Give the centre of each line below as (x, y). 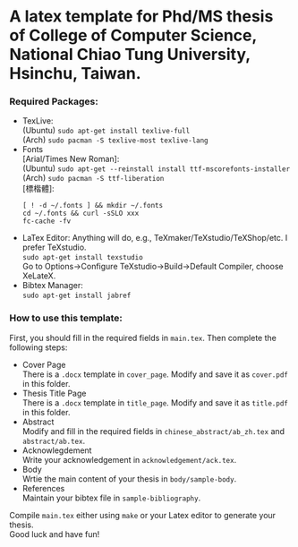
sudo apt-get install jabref (77, 296)
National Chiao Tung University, (130, 55)
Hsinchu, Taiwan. (75, 74)
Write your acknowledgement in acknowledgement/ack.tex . (129, 459)
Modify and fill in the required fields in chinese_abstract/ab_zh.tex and (153, 431)
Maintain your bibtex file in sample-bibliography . (111, 498)
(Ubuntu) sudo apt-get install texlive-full (106, 131)
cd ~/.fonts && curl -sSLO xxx (81, 214)
